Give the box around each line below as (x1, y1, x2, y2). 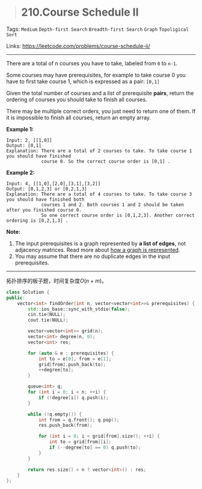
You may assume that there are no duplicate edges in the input (14, 253, 171, 260)
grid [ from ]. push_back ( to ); (38, 361, 106, 367)
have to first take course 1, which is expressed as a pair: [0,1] (6, 78, 160, 85)
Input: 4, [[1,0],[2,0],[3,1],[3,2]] (6, 180, 101, 186)
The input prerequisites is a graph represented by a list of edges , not (14, 239, 186, 247)
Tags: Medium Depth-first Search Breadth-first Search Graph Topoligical (6, 25, 189, 33)
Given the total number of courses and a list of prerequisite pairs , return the (6, 89, 194, 96)
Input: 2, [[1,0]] (6, 137, 52, 144)
